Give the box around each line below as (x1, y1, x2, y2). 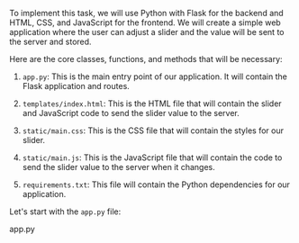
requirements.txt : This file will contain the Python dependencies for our (22, 179, 291, 190)
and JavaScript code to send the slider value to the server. (22, 108, 240, 118)
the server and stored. (9, 36, 92, 47)
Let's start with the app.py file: (9, 206, 122, 217)
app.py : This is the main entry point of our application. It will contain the (22, 71, 288, 82)
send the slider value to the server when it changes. (22, 162, 215, 172)
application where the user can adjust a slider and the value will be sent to (9, 27, 285, 37)
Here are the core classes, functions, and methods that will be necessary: (9, 54, 283, 64)
